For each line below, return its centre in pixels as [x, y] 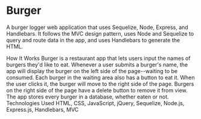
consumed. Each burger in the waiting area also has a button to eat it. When [101, 77]
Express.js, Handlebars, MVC [43, 109]
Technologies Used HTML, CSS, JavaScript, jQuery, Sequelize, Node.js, [95, 103]
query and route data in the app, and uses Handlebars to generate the [93, 40]
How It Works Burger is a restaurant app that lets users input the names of [99, 58]
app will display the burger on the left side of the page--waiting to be [92, 71]
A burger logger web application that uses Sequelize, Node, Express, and [97, 27]
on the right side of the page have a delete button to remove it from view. [97, 90]
